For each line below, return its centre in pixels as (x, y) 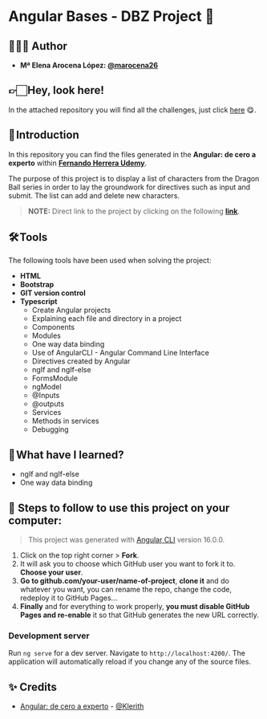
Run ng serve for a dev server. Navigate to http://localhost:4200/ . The (127, 653)
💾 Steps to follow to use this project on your (119, 508)
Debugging (51, 429)
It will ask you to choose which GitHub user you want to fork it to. (127, 564)
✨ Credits (33, 687)
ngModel (47, 387)
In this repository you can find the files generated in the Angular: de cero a (132, 154)
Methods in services (66, 421)
